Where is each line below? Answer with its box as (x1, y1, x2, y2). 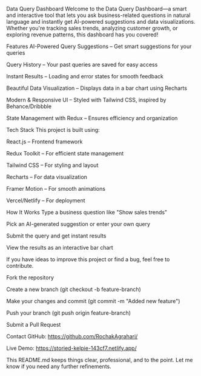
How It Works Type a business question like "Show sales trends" (6, 209, 168, 216)
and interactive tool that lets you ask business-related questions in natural (6, 12, 191, 19)
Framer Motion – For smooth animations (6, 185, 106, 192)
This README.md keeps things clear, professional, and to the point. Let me (6, 357, 193, 363)
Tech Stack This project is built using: (6, 126, 100, 133)
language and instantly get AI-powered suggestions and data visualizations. (6, 18, 196, 25)
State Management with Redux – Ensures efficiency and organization (6, 115, 178, 121)
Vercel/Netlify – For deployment (6, 197, 86, 204)
